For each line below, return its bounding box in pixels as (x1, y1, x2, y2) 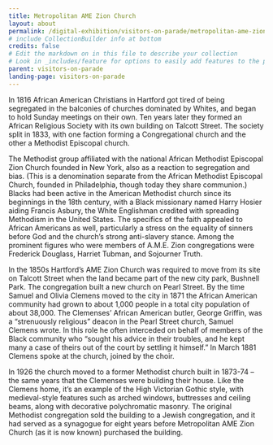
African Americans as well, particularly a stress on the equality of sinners (8, 223, 253, 233)
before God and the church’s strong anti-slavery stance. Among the (8, 231, 235, 241)
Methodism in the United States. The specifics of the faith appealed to (8, 214, 244, 224)
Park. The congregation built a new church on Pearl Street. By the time (8, 281, 245, 291)
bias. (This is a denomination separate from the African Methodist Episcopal (8, 171, 263, 181)
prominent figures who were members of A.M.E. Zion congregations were (8, 240, 254, 250)
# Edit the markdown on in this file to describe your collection (8, 50, 238, 58)
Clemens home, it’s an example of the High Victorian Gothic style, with (8, 384, 244, 394)
